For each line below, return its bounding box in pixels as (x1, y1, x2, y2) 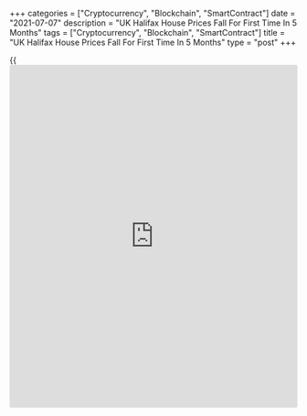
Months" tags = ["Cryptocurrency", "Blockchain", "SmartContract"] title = (9, 27, 286, 37)
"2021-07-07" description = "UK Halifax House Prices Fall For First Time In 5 (9, 17, 297, 28)
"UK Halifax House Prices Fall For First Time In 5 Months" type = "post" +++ (9, 37, 297, 48)
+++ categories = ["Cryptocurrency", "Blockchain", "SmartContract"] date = (9, 8, 296, 18)
